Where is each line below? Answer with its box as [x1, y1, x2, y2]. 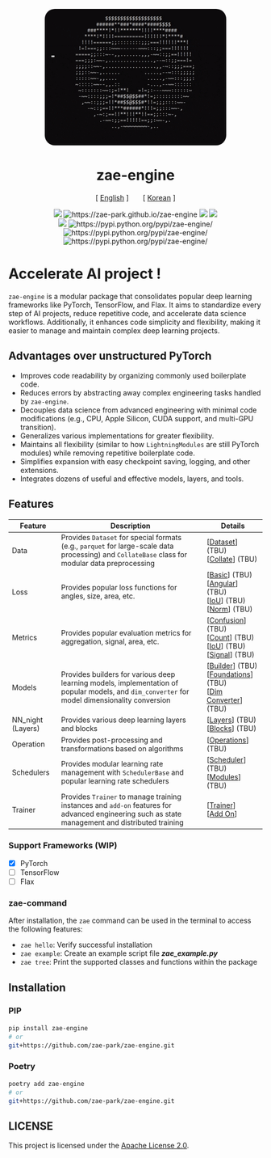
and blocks [60, 724, 98, 733]
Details [220, 521, 245, 530]
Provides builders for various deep [60, 670, 176, 679]
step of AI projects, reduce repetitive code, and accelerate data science [8, 308, 247, 318]
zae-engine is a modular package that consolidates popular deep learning [8, 291, 252, 301]
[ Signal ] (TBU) [206, 649, 256, 659]
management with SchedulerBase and [60, 767, 184, 777]
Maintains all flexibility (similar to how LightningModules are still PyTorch [19, 439, 260, 449]
